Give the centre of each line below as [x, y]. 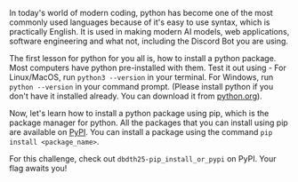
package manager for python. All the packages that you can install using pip [149, 123]
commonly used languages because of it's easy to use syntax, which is [140, 22]
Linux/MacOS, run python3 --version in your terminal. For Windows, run [141, 77]
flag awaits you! [38, 168]
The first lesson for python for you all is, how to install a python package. [143, 58]
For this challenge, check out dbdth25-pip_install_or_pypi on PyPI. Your [143, 158]
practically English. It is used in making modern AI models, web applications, [149, 32]
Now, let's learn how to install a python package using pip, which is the [139, 113]
